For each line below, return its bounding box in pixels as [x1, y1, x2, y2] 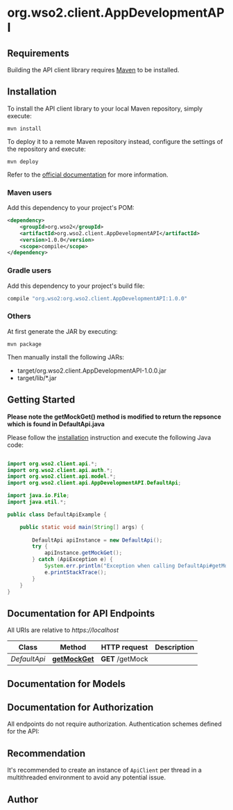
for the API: [7, 727, 40, 736]
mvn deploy [7, 158, 39, 165]
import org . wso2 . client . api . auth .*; [7, 467, 113, 473]
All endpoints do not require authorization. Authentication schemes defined [7, 720, 222, 728]
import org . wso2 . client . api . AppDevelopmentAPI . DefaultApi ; [7, 480, 182, 487]
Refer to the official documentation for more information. [7, 170, 169, 179]
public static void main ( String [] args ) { [19, 524, 144, 530]
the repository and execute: [7, 145, 86, 153]
